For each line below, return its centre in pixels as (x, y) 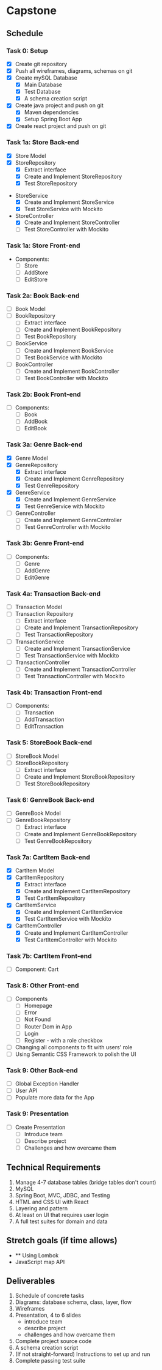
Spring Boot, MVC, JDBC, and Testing (62, 1195)
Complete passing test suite (50, 1361)
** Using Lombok (37, 1255)
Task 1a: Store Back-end (43, 143)
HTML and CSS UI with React (52, 1202)
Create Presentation (40, 1127)
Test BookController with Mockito (66, 378)
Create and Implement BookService (69, 350)
